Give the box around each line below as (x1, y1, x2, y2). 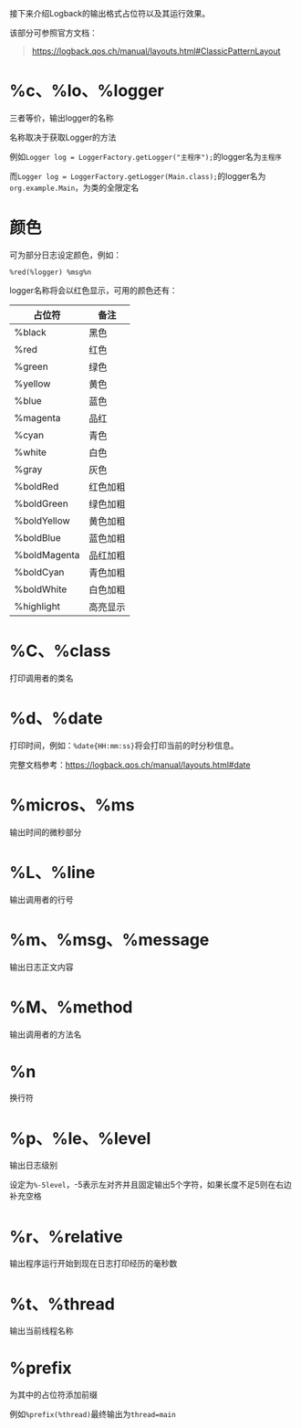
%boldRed (14, 480, 59, 492)
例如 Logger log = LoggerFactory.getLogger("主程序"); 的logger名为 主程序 (9, 151, 283, 162)
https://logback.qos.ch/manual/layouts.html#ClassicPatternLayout (31, 46, 281, 57)
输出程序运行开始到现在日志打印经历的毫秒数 (9, 1258, 178, 1269)
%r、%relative (9, 1226, 123, 1247)
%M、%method (9, 997, 133, 1017)
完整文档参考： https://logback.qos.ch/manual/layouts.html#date (9, 759, 251, 770)
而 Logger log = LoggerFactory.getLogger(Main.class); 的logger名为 (9, 170, 266, 181)
